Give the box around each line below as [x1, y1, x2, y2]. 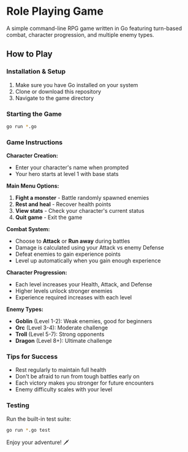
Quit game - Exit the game [15, 213, 83, 221]
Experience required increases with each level [15, 294, 132, 301]
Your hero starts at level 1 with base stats [15, 170, 119, 178]
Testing [6, 401, 29, 410]
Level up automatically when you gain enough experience [15, 257, 161, 264]
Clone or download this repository [15, 88, 102, 95]
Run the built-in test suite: [6, 415, 72, 423]
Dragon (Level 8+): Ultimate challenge [15, 337, 112, 345]
